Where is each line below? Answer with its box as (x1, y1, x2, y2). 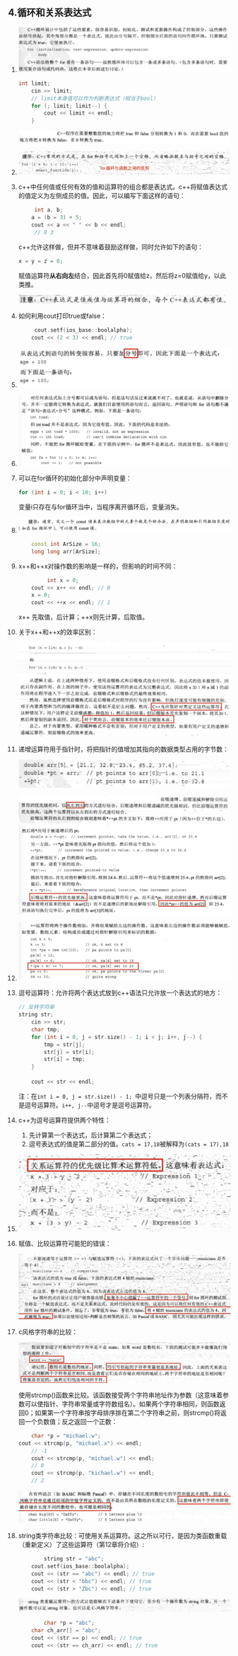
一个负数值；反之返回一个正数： (24, 1417, 118, 1425)
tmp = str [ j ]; (44, 1041, 85, 1048)
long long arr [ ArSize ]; (31, 548, 101, 555)
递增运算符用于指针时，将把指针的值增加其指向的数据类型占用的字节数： (18, 745, 229, 753)
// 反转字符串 (18, 1004, 55, 1011)
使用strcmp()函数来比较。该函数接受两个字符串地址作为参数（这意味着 (18, 1391, 223, 1399)
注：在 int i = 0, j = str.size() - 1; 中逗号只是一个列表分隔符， (18, 1092, 216, 1100)
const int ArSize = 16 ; (31, 540, 102, 548)
